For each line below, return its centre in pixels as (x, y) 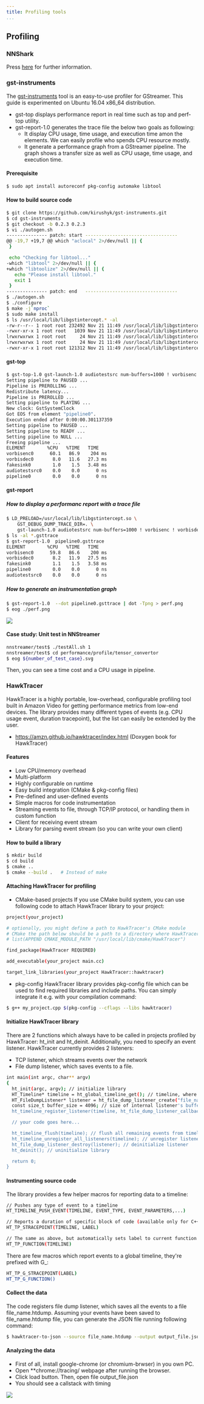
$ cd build (20, 861)
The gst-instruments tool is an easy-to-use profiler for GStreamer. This (95, 96)
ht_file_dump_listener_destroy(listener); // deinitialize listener (100, 1145)
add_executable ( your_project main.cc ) (55, 961)
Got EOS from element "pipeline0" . (51, 414)
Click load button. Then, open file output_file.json (76, 1377)
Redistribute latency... (38, 392)
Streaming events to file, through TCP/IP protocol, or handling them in (102, 809)
